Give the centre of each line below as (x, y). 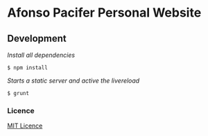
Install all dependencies (41, 55)
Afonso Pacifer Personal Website (104, 13)
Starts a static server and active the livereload (73, 80)
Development (37, 39)
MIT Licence (25, 126)
